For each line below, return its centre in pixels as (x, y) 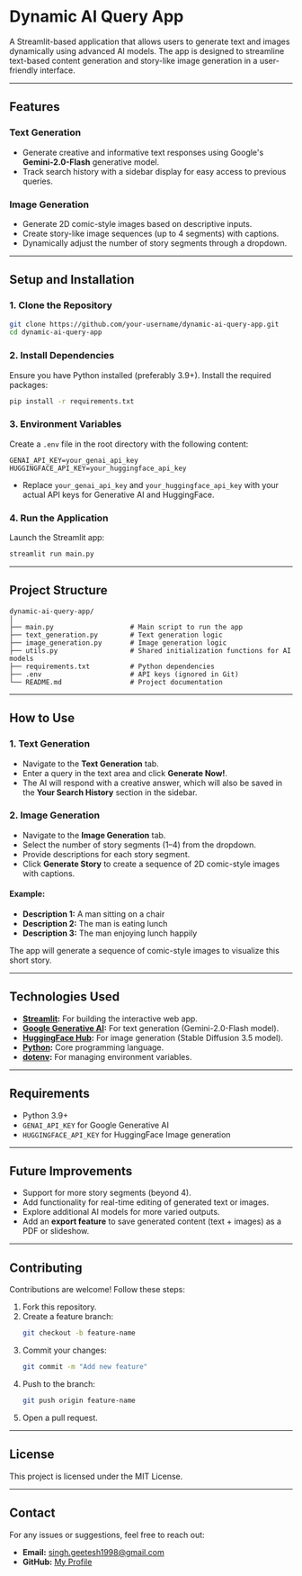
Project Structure (58, 590)
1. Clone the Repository (61, 305)
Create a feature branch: (68, 1317)
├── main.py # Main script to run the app (126, 627)
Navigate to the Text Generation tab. (90, 764)
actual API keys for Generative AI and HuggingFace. (118, 494)
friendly (24, 70)
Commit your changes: (64, 1350)
